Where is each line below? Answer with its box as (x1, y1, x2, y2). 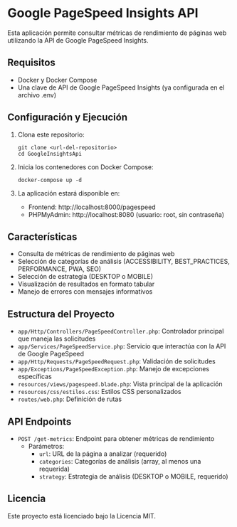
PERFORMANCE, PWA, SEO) (17, 265, 102, 273)
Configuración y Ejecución (7, 112, 128, 124)
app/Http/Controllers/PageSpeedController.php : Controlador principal (17, 327, 224, 336)
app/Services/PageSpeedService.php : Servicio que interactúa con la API (17, 342, 226, 351)
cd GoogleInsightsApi (17, 150, 82, 157)
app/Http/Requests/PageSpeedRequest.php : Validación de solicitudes (17, 357, 216, 366)
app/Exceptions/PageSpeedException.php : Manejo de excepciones (17, 365, 210, 373)
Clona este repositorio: (17, 130, 85, 139)
